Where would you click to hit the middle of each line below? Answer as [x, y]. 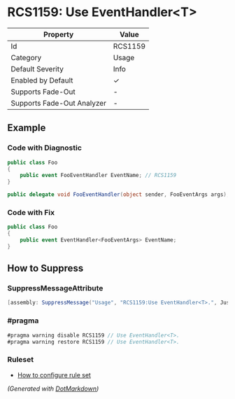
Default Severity [37, 69]
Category [26, 57]
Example [27, 128]
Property [58, 34]
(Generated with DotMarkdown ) [53, 388]
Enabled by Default [42, 80]
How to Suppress [45, 268]
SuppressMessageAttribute [55, 288]
